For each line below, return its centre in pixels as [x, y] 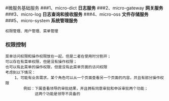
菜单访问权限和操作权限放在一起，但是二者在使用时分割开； [58, 57]
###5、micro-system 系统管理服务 [41, 20]
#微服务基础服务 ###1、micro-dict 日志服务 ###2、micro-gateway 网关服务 [84, 8]
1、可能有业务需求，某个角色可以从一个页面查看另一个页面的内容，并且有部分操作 [87, 78]
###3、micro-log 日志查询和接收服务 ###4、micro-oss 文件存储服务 [77, 14]
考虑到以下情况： [21, 73]
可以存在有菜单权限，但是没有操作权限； [41, 62]
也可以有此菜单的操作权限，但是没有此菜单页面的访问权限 [56, 67]
